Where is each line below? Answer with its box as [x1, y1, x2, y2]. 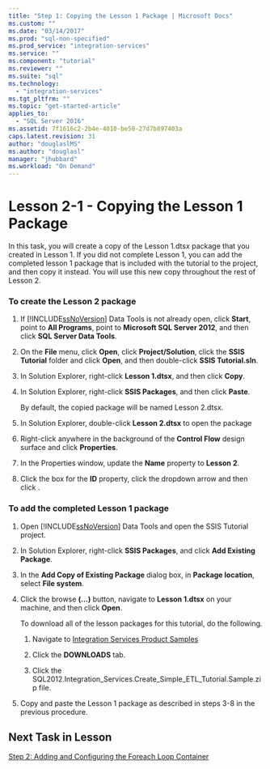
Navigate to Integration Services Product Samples [32, 634, 199, 644]
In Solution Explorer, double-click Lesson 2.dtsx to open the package [19, 418, 252, 428]
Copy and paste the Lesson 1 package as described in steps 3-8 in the [19, 698, 255, 708]
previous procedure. [19, 707, 88, 716]
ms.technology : [8, 79, 60, 87]
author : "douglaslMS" [8, 139, 82, 148]
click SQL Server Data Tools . [19, 331, 117, 341]
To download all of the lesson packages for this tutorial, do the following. [19, 618, 263, 628]
